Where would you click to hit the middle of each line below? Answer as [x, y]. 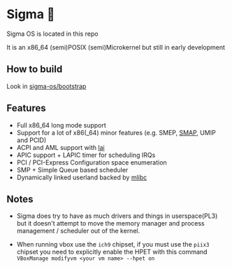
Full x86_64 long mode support [61, 125]
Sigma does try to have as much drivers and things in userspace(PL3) [117, 216]
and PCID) [31, 140]
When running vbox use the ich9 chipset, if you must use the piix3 [113, 244]
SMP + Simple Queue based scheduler [72, 170]
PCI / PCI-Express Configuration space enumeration [92, 162]
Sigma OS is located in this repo [52, 34]
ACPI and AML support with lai [61, 147]
